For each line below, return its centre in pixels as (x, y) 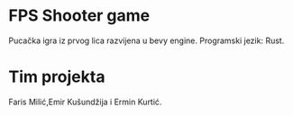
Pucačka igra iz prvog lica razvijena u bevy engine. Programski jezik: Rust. (146, 40)
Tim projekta (57, 77)
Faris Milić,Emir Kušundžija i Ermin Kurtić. (85, 102)
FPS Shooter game (79, 16)
